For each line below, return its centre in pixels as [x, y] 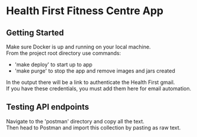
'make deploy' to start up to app [53, 64]
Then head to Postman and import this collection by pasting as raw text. [93, 128]
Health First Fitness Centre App [85, 11]
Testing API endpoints [48, 107]
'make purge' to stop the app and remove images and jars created [95, 71]
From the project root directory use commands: [63, 53]
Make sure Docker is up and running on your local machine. [78, 47]
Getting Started [35, 33]
